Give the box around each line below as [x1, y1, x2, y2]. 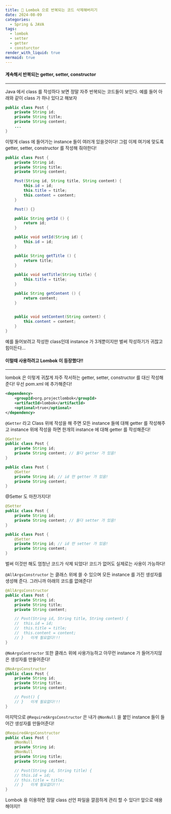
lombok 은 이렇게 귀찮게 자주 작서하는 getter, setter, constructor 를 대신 [5, 374, 150, 380]
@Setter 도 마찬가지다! [5, 493, 51, 500]
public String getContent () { [14, 291, 81, 296]
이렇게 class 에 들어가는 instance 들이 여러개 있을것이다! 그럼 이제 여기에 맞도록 [5, 138, 164, 144]
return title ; [23, 258, 53, 263]
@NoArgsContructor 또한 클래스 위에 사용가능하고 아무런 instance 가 [5, 650, 141, 656]
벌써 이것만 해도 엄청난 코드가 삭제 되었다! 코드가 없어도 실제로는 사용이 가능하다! [5, 561, 165, 567]
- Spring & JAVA [10, 21, 44, 27]
